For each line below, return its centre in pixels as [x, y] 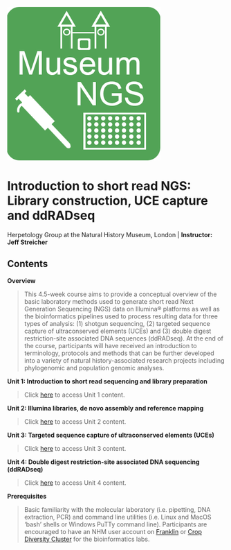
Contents [28, 264]
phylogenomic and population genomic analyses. [94, 368]
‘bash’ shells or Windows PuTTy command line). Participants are [115, 524]
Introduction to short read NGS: [99, 186]
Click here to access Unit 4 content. [75, 483]
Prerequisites [27, 496]
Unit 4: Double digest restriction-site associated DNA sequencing [103, 462]
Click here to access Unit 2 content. [75, 421]
